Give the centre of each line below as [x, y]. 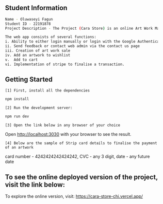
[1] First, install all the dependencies [48, 91]
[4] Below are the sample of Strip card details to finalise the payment [81, 143]
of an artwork [19, 148]
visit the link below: [35, 185]
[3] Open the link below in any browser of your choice [63, 125]
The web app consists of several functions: [51, 37]
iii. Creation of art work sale [38, 51]
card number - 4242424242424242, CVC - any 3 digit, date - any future [78, 157]
